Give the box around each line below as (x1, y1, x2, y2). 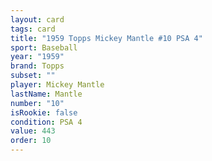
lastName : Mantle (10, 89, 83, 99)
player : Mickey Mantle (10, 80, 105, 90)
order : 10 (10, 136, 52, 146)
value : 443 (10, 126, 56, 136)
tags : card (10, 24, 56, 34)
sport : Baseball (10, 42, 78, 53)
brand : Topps (10, 61, 65, 71)
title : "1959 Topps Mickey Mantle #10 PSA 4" (10, 33, 203, 43)
